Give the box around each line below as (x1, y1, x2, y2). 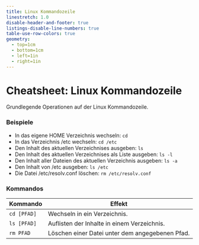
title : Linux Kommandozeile (6, 8, 76, 15)
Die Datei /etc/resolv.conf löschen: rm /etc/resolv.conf (14, 170, 152, 177)
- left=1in (11, 53, 38, 59)
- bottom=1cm (11, 47, 44, 53)
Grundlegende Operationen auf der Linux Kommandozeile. (6, 103, 149, 110)
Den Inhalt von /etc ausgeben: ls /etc (14, 163, 108, 170)
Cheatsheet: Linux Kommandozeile (6, 84, 182, 97)
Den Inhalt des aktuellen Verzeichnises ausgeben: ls (14, 144, 144, 151)
